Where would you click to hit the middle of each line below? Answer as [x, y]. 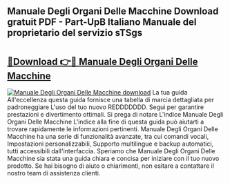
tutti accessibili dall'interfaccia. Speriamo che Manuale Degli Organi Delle [111, 151]
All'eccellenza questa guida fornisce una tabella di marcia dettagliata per [111, 100]
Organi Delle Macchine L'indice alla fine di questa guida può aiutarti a [106, 122]
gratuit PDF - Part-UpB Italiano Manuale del [102, 22]
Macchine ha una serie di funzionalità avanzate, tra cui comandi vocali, [108, 136]
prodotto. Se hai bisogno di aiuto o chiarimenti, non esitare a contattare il [111, 166]
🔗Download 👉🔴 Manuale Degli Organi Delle [103, 61]
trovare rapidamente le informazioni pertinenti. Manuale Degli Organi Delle [113, 129]
